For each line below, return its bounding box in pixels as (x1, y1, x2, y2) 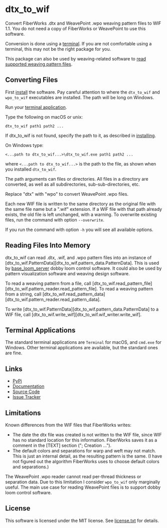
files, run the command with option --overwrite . (5, 216, 104, 222)
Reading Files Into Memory (5, 241, 91, 250)
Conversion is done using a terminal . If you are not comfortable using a (5, 40, 152, 46)
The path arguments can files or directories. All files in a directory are (5, 176, 149, 182)
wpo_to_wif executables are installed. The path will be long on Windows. (5, 94, 154, 100)
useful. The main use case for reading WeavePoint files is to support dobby (5, 484, 161, 490)
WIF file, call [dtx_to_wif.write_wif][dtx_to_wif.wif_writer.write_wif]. (5, 311, 142, 318)
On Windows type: (5, 142, 44, 148)
